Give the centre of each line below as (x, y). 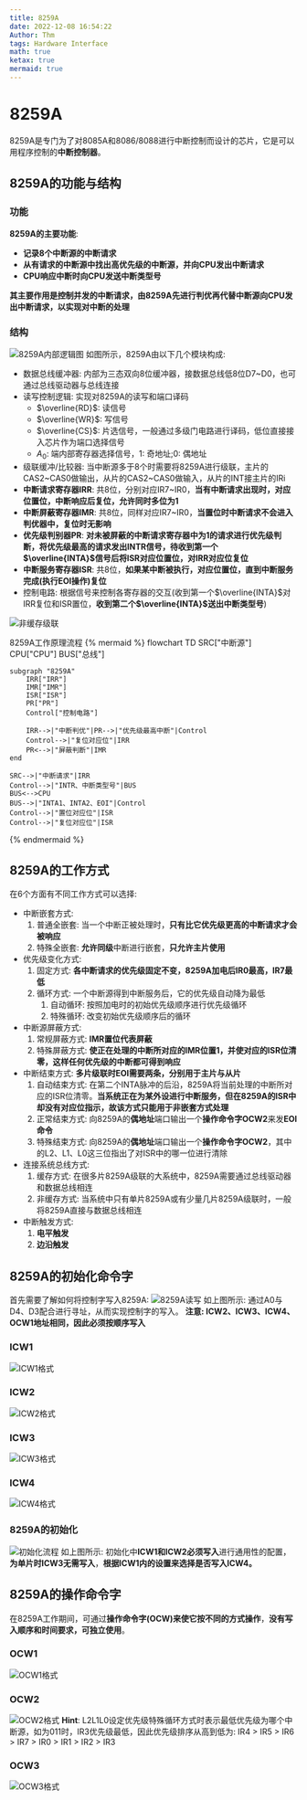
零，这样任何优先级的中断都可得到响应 (108, 1062)
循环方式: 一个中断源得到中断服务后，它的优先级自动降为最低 (151, 993)
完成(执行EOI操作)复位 (64, 580)
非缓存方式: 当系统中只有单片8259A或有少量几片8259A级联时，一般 (164, 1199)
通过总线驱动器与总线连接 (71, 385)
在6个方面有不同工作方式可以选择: (73, 894)
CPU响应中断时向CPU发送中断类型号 (92, 276)
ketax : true (32, 60)
